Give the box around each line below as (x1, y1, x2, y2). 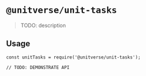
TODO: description (20, 22, 67, 29)
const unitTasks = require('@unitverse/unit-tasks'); (6, 54, 141, 60)
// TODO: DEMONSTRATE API (6, 64, 69, 70)
